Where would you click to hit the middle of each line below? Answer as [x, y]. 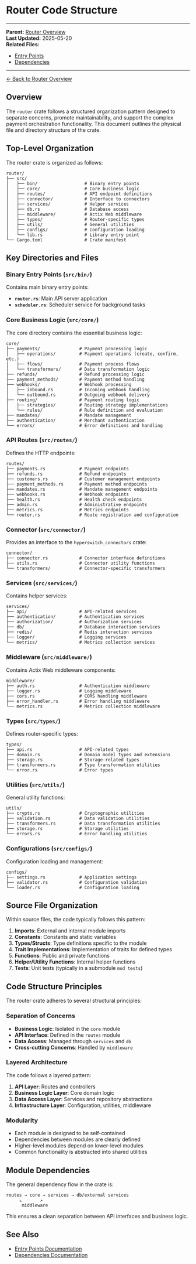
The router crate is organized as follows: [55, 162]
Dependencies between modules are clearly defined [78, 1139]
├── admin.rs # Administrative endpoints [77, 504]
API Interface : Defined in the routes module [67, 1035]
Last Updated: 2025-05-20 [39, 38]
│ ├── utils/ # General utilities [70, 224]
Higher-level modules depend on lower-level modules [79, 1146]
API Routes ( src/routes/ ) [42, 440]
